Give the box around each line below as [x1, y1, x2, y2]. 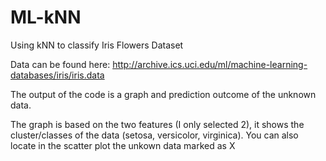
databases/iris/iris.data [10, 69, 105, 81]
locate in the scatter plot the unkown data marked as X [10, 139, 236, 151]
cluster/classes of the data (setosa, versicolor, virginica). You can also [10, 129, 299, 141]
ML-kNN [10, 6, 82, 29]
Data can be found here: [10, 58, 111, 70]
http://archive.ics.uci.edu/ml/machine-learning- [112, 58, 308, 70]
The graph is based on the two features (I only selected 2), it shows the [10, 118, 305, 130]
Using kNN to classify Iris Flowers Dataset [10, 39, 184, 51]
